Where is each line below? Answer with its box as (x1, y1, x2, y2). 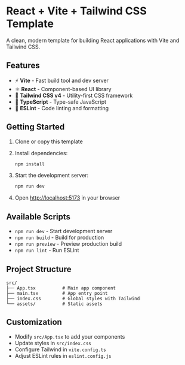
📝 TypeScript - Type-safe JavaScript (14, 98, 106, 105)
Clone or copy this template (14, 138, 84, 145)
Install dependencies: (14, 149, 68, 156)
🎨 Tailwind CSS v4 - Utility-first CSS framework (14, 92, 133, 99)
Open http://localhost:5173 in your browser (14, 194, 121, 201)
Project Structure (6, 264, 72, 274)
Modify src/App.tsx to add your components (14, 333, 125, 340)
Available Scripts (6, 212, 70, 222)
